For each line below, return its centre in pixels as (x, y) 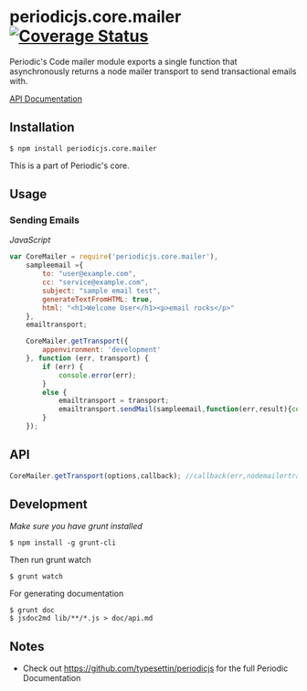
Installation (42, 128)
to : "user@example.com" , (90, 274)
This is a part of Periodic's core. (69, 165)
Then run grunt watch (50, 560)
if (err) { (63, 367)
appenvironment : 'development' (102, 350)
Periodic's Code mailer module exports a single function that (123, 61)
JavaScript (30, 240)
